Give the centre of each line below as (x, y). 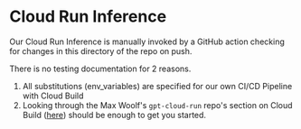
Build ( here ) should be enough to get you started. (114, 115)
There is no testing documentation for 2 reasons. (100, 69)
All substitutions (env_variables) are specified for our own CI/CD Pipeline (157, 86)
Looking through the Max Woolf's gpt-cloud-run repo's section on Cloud (157, 105)
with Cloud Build (53, 96)
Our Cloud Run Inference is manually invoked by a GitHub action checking (147, 41)
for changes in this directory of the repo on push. (101, 51)
